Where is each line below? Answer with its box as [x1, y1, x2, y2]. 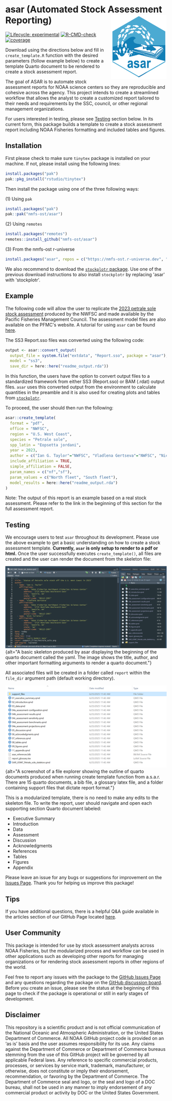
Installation [5, 141, 42, 150]
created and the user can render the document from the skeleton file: [5, 556, 152, 562]
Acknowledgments [12, 843, 53, 849]
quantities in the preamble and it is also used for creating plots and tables [5, 390, 160, 396]
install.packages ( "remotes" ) [5, 232, 68, 237]
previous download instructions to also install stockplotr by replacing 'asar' [5, 271, 165, 277]
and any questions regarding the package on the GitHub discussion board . [5, 979, 163, 985]
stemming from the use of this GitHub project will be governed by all [5, 1051, 149, 1057]
